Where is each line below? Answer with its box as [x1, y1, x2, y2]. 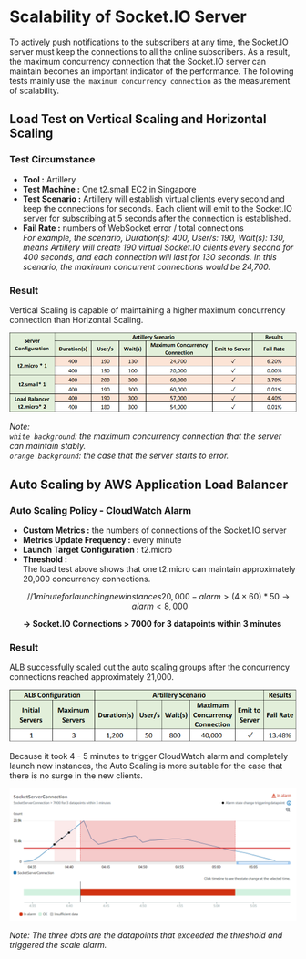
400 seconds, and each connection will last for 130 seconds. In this [22, 251, 278, 262]
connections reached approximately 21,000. [9, 672, 175, 683]
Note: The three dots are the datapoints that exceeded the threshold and [9, 929, 283, 941]
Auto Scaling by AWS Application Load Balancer [9, 476, 289, 492]
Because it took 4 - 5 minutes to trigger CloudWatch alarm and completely [9, 751, 289, 762]
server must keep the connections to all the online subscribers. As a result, [9, 46, 291, 57]
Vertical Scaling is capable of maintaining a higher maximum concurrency [9, 304, 286, 316]
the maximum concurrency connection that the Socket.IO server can [9, 56, 267, 67]
